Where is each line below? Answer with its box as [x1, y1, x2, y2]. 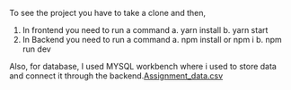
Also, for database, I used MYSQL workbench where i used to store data [9, 61, 277, 71]
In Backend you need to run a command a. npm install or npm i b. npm [22, 35, 283, 45]
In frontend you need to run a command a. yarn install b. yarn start [22, 25, 269, 35]
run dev [22, 44, 51, 54]
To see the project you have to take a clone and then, [9, 8, 207, 18]
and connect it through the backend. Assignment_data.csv [9, 70, 224, 81]
